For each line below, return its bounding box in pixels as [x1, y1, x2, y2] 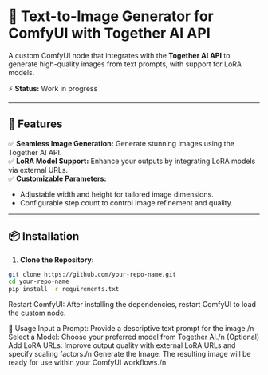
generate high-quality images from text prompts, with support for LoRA [8, 59, 242, 69]
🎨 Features [8, 118, 63, 131]
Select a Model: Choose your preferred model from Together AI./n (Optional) [8, 332, 260, 342]
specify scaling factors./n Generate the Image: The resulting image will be [8, 349, 251, 359]
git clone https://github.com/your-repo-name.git [8, 270, 177, 278]
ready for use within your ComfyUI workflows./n [8, 357, 167, 367]
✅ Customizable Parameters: [8, 174, 107, 183]
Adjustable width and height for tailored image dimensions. [19, 189, 214, 199]
